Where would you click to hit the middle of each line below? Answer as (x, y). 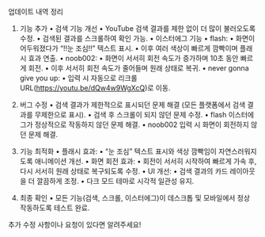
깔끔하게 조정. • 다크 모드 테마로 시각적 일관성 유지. (115, 181)
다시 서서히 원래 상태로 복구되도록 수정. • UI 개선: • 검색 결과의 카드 (123, 171)
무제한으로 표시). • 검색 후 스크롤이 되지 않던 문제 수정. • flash (131, 115)
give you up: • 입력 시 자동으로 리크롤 (78, 78)
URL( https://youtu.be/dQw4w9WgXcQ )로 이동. (95, 88)
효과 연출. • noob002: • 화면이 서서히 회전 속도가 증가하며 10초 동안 (133, 58)
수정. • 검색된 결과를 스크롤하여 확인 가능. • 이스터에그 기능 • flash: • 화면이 (137, 38)
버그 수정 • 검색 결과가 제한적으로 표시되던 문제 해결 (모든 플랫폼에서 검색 (132, 105)
